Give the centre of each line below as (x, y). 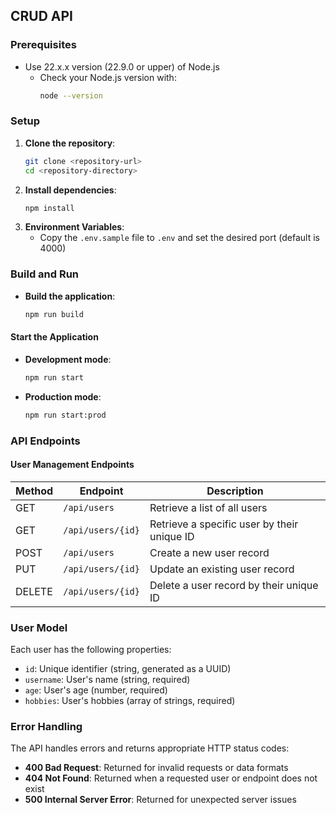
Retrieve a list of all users (208, 507)
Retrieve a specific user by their (224, 524)
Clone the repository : (70, 143)
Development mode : (68, 359)
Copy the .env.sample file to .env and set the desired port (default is (179, 238)
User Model (39, 627)
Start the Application (54, 337)
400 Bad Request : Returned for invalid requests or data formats (156, 768)
